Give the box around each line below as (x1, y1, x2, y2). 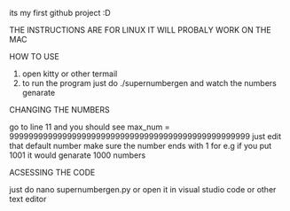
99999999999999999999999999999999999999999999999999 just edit (9, 131, 282, 141)
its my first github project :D (9, 8, 111, 18)
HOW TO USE (9, 51, 59, 61)
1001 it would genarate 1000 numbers (9, 150, 146, 160)
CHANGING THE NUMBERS (9, 105, 110, 114)
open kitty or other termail (21, 68, 118, 79)
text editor (9, 194, 47, 204)
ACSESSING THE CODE (9, 168, 96, 177)
